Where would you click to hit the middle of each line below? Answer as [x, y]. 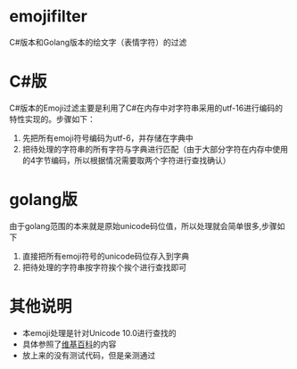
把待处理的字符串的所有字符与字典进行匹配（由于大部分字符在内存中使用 [155, 149]
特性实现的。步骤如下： [52, 119]
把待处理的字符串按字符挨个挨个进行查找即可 [104, 267]
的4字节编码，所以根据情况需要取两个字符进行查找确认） [126, 160]
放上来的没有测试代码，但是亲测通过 [89, 355]
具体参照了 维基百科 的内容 [69, 344]
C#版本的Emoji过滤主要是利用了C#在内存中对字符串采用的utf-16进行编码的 [146, 108]
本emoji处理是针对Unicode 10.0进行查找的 [99, 332]
